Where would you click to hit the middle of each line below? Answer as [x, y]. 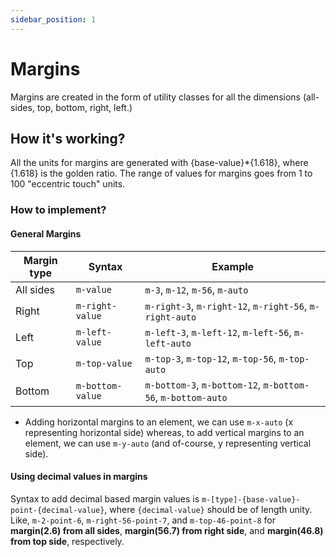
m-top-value [104, 363]
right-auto [170, 317]
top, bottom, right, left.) [84, 107]
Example [233, 266]
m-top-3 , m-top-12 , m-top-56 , [210, 358]
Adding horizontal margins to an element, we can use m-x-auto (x [159, 422]
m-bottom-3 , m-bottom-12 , [203, 384]
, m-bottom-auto [191, 397]
